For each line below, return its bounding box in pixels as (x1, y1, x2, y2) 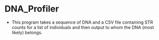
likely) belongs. (11, 29, 43, 35)
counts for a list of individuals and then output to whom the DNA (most (11, 24, 154, 30)
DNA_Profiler (4, 3, 59, 14)
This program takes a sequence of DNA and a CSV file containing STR (11, 19, 153, 25)
